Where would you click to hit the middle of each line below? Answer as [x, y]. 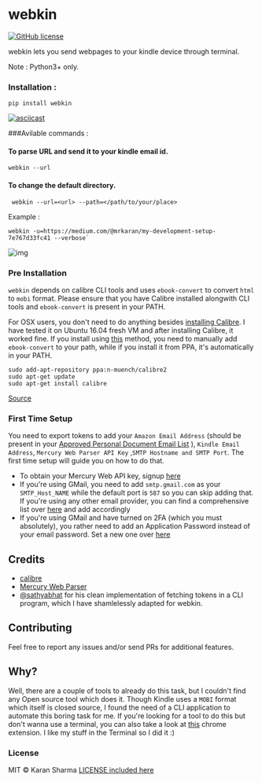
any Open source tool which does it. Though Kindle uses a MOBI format [122, 699]
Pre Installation [37, 273]
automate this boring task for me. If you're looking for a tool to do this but [127, 716]
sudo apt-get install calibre [58, 383]
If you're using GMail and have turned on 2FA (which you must [121, 518]
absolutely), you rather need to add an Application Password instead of [135, 526]
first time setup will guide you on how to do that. [87, 461]
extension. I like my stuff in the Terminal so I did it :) [92, 732]
